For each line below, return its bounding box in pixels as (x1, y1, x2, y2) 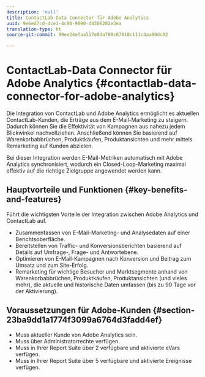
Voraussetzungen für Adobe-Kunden (6, 305, 151, 316)
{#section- (152, 305, 195, 316)
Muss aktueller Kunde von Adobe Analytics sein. (15, 331, 138, 338)
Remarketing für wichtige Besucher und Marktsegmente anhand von (15, 267, 188, 275)
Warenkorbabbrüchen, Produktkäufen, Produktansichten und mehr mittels (6, 136, 193, 143)
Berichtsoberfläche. (15, 235, 65, 242)
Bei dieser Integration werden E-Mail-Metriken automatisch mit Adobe (6, 154, 183, 162)
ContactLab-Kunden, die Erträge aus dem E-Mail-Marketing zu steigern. (6, 116, 188, 124)
